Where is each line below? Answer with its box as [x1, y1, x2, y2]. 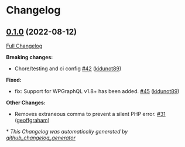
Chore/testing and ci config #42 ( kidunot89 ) [14, 65, 122, 72]
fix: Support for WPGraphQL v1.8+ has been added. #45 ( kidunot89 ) [14, 88, 180, 94]
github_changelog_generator [6, 134, 76, 141]
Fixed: [6, 77, 22, 83]
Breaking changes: [6, 54, 53, 60]
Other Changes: [6, 99, 46, 106]
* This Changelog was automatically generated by [6, 128, 128, 135]
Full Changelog [6, 42, 43, 49]
